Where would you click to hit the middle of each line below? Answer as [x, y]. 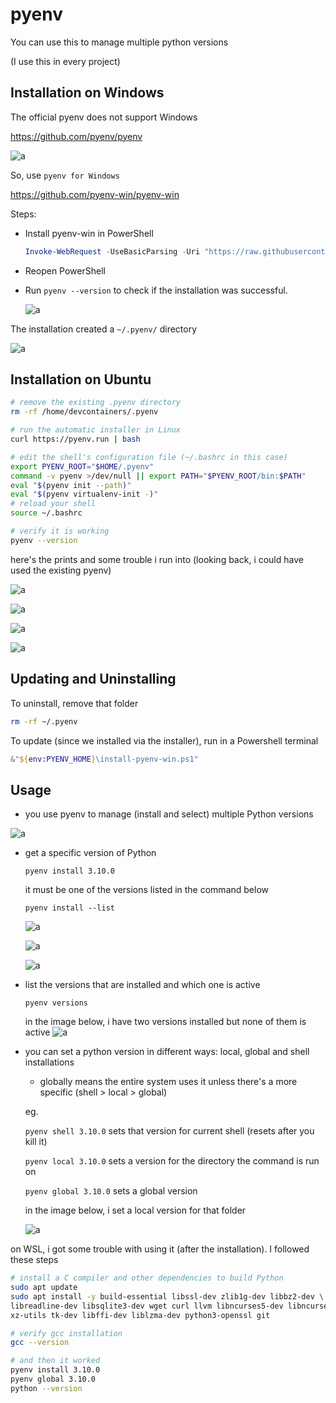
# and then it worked [55, 1361]
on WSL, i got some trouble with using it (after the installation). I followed [160, 1249]
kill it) [36, 1142]
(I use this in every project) [65, 61]
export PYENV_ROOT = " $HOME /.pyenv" [82, 466]
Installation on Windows [87, 93]
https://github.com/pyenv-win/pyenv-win [95, 194]
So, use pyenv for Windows [65, 175]
